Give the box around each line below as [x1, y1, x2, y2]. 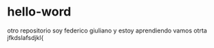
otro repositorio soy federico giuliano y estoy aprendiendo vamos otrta [7, 26, 208, 34]
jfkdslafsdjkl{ [7, 33, 44, 41]
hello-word [7, 4, 72, 20]
